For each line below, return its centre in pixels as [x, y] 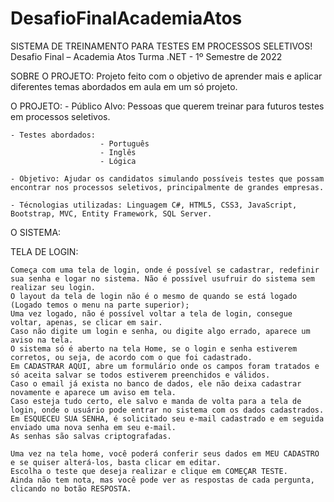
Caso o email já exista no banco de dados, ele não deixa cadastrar [156, 383]
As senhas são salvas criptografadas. [91, 436]
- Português [124, 143]
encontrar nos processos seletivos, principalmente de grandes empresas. [167, 187]
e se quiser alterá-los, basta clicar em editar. [116, 462]
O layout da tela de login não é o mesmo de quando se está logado [154, 296]
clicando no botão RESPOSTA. [71, 488]
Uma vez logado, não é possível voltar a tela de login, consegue [151, 313]
